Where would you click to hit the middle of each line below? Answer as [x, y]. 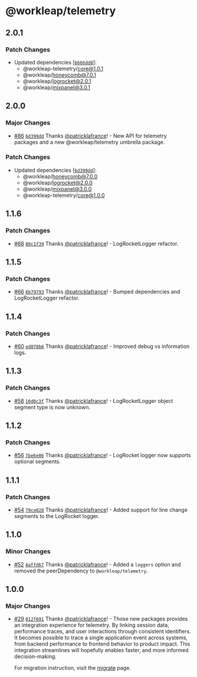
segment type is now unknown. [52, 407]
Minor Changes [28, 552]
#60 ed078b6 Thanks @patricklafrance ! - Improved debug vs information [102, 346]
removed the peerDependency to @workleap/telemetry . [81, 571]
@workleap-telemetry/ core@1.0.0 [64, 195]
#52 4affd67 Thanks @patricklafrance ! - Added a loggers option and [97, 564]
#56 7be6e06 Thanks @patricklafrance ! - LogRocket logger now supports [102, 455]
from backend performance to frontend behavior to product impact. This [102, 644]
